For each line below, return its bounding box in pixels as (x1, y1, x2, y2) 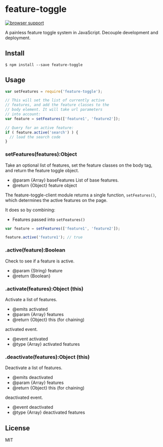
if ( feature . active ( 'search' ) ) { (5, 130, 79, 135)
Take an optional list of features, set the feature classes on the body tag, (5, 162, 153, 168)
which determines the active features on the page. (5, 197, 108, 203)
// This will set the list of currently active (5, 98, 105, 103)
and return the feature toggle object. (5, 167, 79, 173)
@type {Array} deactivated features (12, 409, 85, 415)
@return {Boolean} (12, 273, 51, 279)
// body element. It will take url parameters (5, 107, 103, 112)
